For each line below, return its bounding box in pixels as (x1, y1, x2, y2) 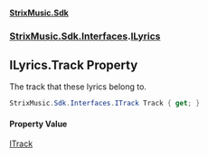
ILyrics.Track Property (9, 57, 138, 72)
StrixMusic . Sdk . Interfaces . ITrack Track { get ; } (9, 99, 201, 108)
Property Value (9, 118, 68, 129)
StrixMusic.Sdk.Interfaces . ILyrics (9, 30, 161, 42)
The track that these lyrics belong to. (9, 81, 147, 92)
